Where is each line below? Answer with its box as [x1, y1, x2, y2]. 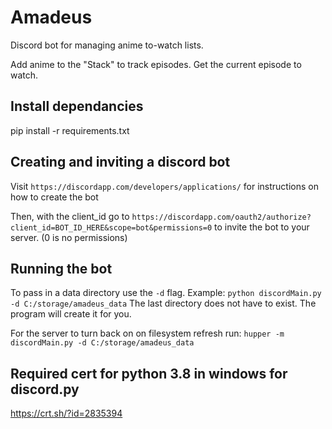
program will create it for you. [10, 308, 132, 320]
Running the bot [10, 260, 113, 277]
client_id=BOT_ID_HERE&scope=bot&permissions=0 [10, 222, 213, 233]
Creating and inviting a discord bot [10, 154, 231, 171]
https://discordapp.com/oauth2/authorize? [131, 212, 312, 222]
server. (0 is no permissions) [10, 231, 128, 243]
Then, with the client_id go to [10, 210, 130, 222]
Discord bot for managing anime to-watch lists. [10, 39, 204, 51]
